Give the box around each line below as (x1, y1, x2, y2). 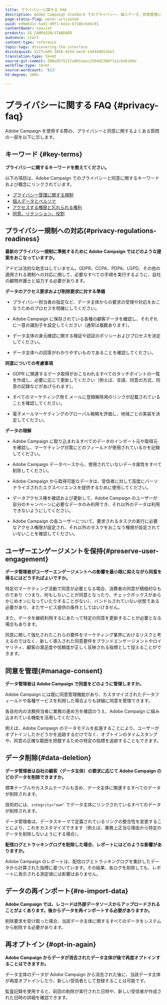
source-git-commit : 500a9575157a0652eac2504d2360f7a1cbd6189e (5, 58, 137, 63)
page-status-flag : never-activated (5, 16, 79, 21)
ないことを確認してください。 (16, 530, 78, 537)
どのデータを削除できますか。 (5, 774, 66, 780)
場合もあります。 (5, 621, 40, 627)
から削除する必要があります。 (5, 924, 66, 930)
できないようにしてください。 (12, 507, 74, 513)
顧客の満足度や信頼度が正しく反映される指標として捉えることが (26, 644, 158, 650)
